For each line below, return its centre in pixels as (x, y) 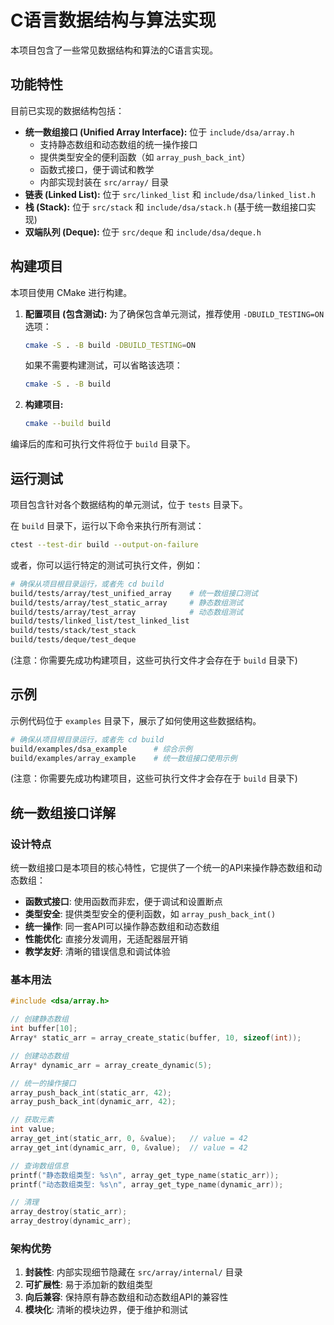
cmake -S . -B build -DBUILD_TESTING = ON (110, 345)
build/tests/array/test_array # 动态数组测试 (127, 612)
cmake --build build (67, 424)
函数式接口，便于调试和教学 (97, 169)
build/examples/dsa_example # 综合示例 (101, 749)
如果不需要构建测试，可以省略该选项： (103, 365)
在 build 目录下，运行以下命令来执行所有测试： (107, 525)
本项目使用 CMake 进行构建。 (71, 292)
